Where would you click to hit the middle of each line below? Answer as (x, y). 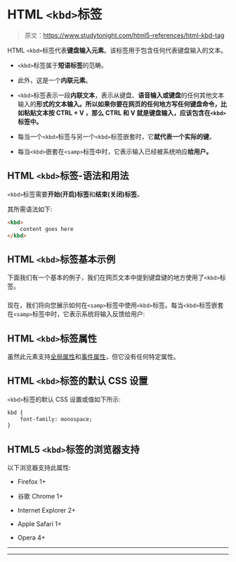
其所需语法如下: (30, 209)
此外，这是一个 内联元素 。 (54, 80)
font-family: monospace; (56, 419)
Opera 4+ (31, 538)
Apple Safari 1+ (39, 524)
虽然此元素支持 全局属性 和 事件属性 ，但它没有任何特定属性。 (93, 356)
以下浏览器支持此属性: (39, 468)
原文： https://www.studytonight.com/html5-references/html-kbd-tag (124, 35)
